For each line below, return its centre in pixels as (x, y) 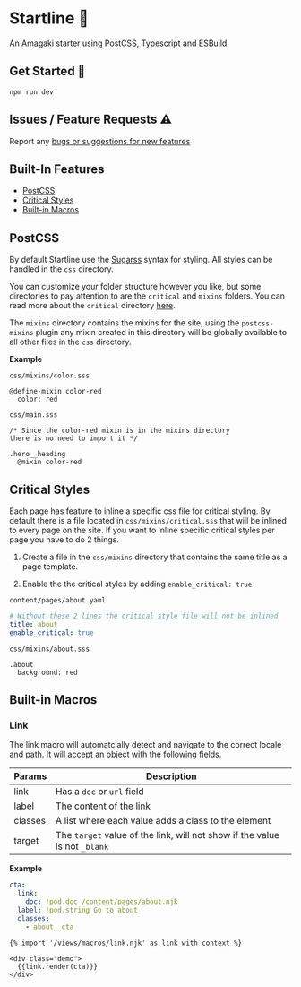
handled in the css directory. (61, 269)
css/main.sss (34, 415)
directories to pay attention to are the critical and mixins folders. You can (147, 296)
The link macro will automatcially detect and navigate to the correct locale (146, 745)
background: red (47, 672)
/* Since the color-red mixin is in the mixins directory (120, 431)
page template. (50, 567)
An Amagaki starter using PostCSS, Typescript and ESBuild (118, 43)
